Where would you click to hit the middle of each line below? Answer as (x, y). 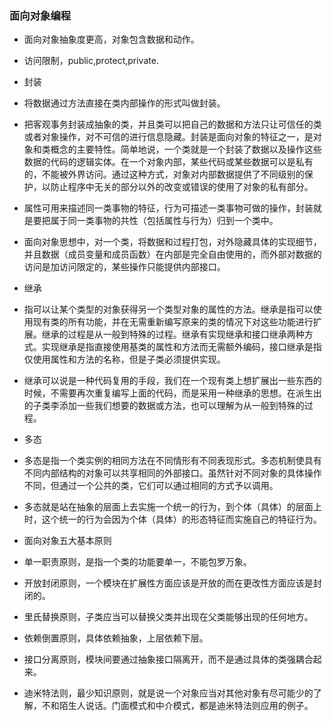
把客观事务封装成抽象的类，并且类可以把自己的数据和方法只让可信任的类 (172, 124)
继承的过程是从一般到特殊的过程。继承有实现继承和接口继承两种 (173, 334)
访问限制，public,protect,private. (91, 61)
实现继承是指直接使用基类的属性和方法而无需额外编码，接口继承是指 (181, 347)
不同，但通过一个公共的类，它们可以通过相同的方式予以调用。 (151, 486)
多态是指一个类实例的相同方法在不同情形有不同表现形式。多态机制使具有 (172, 461)
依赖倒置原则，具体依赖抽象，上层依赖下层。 (116, 638)
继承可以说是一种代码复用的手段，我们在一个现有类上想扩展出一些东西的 (172, 381)
